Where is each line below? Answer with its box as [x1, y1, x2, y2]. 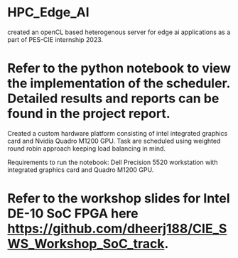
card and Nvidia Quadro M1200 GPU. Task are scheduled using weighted [7, 136, 221, 145]
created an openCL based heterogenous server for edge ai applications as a [7, 28, 231, 36]
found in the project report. [7, 106, 171, 122]
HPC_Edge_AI [7, 4, 90, 21]
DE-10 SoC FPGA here [7, 205, 139, 222]
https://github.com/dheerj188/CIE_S [7, 221, 227, 237]
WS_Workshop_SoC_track [7, 236, 165, 252]
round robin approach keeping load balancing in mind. [7, 144, 166, 153]
